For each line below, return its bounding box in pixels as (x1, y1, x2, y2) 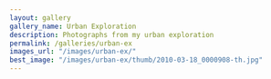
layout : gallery (9, 13, 71, 23)
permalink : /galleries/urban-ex (9, 38, 132, 48)
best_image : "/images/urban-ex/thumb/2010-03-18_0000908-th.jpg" (9, 55, 263, 64)
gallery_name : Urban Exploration (9, 22, 137, 31)
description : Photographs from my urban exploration (9, 30, 214, 39)
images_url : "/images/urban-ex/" (9, 47, 137, 56)
